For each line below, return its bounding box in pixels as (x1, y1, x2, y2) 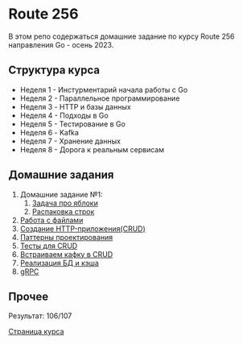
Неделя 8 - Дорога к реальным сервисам (19, 144, 165, 154)
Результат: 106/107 (8, 311, 72, 321)
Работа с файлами (19, 215, 84, 225)
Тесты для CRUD (19, 241, 78, 251)
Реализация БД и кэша (19, 258, 99, 267)
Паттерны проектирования (19, 232, 113, 242)
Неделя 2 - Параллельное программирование (19, 93, 180, 103)
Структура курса (8, 64, 101, 77)
